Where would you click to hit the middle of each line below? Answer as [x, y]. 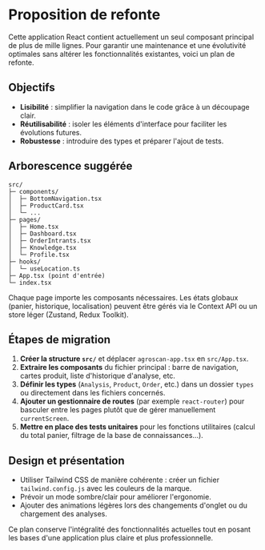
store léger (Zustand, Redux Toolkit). [69, 315]
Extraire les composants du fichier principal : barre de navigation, [129, 367]
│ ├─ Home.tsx [34, 227]
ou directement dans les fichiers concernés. [92, 393]
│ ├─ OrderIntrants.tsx [50, 241]
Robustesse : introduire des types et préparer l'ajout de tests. [122, 141]
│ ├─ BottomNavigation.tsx [55, 199]
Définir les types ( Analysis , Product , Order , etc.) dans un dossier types [137, 384]
